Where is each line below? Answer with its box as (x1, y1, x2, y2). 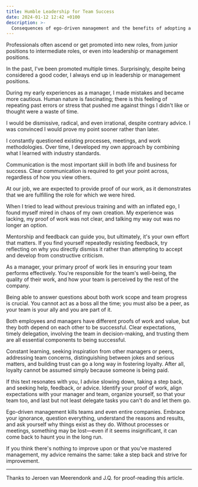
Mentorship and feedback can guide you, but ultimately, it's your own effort (6, 233, 190, 240)
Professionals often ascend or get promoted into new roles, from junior (6, 41, 178, 48)
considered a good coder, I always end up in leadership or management (6, 71, 181, 79)
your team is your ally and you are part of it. (6, 306, 112, 313)
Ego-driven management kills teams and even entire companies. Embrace (6, 408, 186, 416)
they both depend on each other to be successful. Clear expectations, (6, 324, 176, 331)
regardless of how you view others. (6, 174, 92, 181)
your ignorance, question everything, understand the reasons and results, (6, 414, 185, 422)
